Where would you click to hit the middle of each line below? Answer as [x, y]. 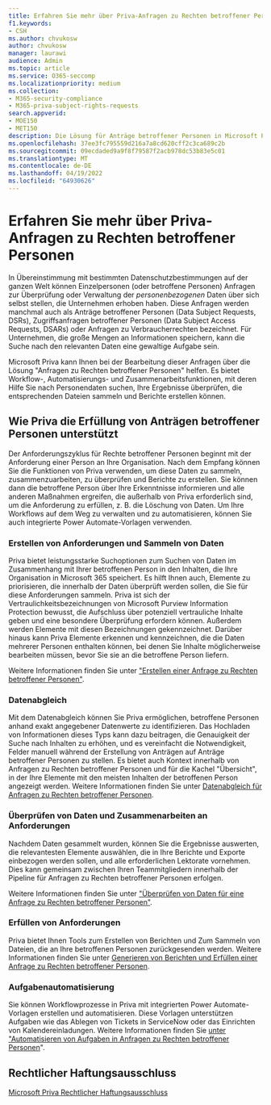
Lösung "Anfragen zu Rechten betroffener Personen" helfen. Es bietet [124, 370]
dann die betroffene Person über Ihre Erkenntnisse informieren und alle [126, 488]
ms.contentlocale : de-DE [50, 166]
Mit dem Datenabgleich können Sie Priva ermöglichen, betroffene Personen [134, 718]
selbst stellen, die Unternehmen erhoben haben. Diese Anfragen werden [129, 303]
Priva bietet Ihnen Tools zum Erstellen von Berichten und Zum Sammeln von [134, 940]
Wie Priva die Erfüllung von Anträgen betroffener [134, 422]
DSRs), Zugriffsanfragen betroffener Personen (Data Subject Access [122, 320]
